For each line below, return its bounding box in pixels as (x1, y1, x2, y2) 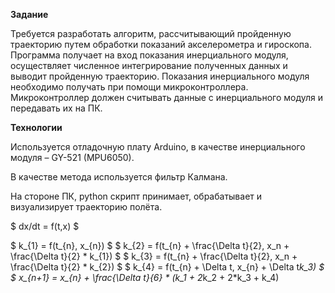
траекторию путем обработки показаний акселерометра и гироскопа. (10, 39, 312, 50)
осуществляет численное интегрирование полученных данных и (10, 60, 288, 71)
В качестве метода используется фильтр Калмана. (10, 171, 228, 183)
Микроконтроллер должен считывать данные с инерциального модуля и (10, 92, 323, 103)
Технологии (10, 122, 63, 133)
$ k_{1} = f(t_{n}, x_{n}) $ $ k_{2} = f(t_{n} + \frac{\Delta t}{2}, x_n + (10, 240, 290, 251)
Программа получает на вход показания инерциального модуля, (10, 49, 289, 61)
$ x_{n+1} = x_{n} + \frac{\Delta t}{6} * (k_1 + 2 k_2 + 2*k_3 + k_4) (10, 272, 280, 283)
